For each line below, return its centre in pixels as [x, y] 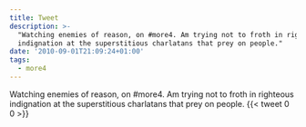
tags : [20, 60]
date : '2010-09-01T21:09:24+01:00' [77, 52]
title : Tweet [34, 18]
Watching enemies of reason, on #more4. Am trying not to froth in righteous [152, 94]
